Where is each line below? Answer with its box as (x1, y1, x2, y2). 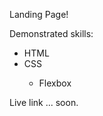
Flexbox (38, 77, 72, 89)
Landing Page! (9, 9, 69, 20)
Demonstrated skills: (9, 28, 94, 39)
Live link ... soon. (9, 97, 79, 108)
